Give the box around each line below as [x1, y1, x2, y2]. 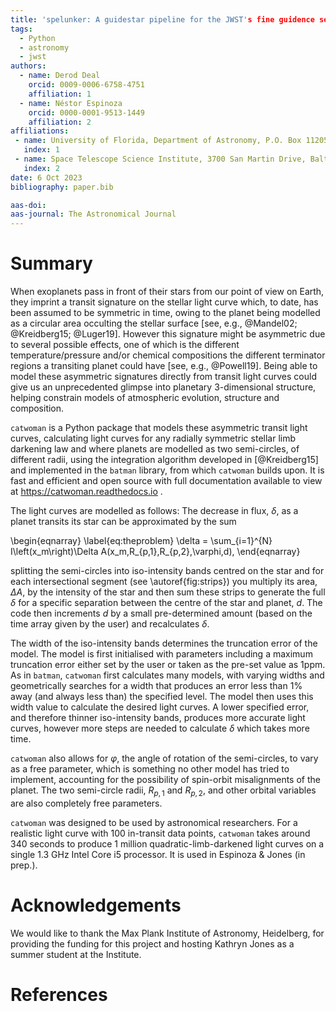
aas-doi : [10, 200, 47, 210]
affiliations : [10, 126, 70, 136]
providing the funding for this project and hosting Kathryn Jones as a [10, 937, 295, 950]
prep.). [10, 859, 38, 871]
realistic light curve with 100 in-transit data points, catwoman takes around [10, 827, 311, 839]
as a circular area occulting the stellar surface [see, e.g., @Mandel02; [10, 317, 298, 330]
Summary [10, 252, 93, 275]
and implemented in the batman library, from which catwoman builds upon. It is [10, 464, 325, 476]
